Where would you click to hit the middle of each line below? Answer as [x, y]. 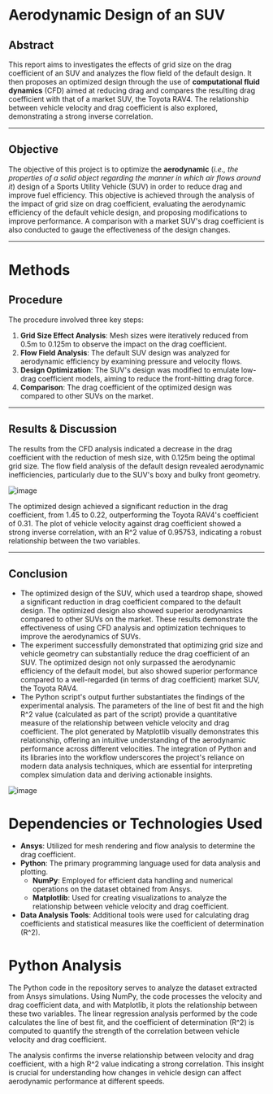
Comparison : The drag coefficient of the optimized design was [126, 387]
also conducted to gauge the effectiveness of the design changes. [119, 229]
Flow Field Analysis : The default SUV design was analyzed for [125, 352]
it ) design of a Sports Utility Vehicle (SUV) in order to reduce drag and [126, 186]
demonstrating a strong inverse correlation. [81, 116]
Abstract [31, 45]
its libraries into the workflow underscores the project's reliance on [132, 757]
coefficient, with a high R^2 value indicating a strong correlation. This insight [136, 1064]
